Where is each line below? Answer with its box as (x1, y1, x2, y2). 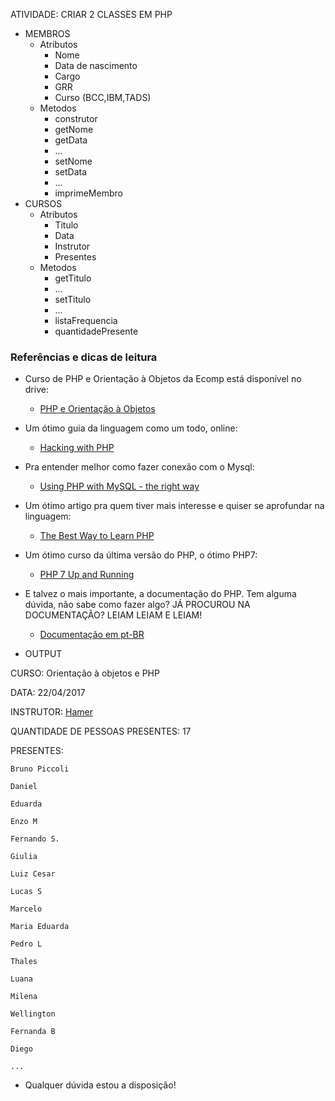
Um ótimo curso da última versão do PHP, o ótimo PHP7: (24, 549, 258, 561)
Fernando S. (10, 834, 60, 844)
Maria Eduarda (10, 922, 70, 932)
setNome (54, 155, 93, 167)
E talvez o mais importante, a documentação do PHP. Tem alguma (24, 588, 297, 600)
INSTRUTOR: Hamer (10, 706, 93, 718)
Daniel (10, 782, 38, 792)
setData (54, 166, 87, 178)
